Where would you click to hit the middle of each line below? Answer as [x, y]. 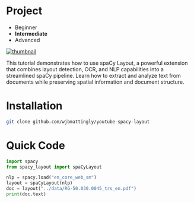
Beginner [26, 27]
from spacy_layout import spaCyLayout [54, 167]
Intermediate [31, 33]
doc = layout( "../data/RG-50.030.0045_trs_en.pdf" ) [71, 189]
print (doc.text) [26, 194]
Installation [34, 106]
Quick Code [36, 145]
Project [24, 11]
